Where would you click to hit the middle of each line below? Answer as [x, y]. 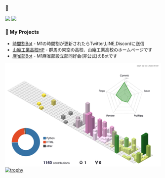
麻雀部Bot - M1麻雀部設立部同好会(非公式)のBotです [65, 56]
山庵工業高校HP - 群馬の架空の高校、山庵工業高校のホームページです [82, 49]
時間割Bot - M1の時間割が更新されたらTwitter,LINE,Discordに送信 [78, 44]
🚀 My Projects [22, 32]
